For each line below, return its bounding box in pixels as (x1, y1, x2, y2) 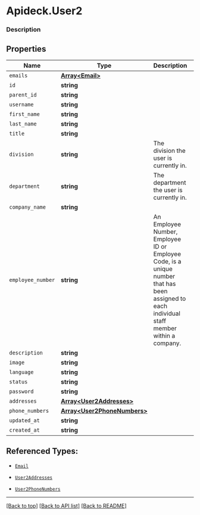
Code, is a (153, 257, 182, 265)
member (153, 324, 177, 332)
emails (9, 72, 28, 78)
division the (153, 146, 186, 155)
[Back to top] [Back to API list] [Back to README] (6, 502, 127, 509)
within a (153, 331, 176, 340)
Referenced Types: (6, 446, 79, 456)
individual (153, 309, 180, 318)
